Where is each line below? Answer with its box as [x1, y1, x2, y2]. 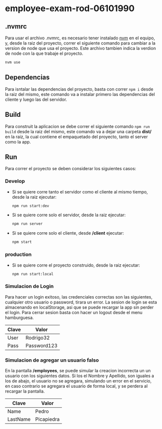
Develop [5, 178, 25, 185]
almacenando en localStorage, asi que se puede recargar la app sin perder [5, 304, 154, 310]
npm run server [12, 222, 43, 226]
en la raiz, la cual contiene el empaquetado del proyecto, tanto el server [5, 134, 148, 140]
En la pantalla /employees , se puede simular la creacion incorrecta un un [5, 368, 151, 373]
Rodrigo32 [26, 334, 50, 341]
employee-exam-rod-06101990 [5, 3, 135, 14]
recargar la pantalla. [5, 388, 45, 394]
